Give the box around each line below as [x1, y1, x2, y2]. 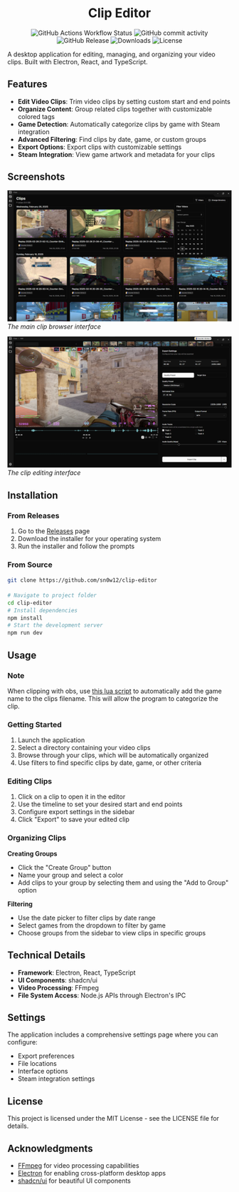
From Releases [7, 510, 60, 520]
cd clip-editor [7, 599, 53, 607]
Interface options [17, 1067, 68, 1076]
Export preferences [17, 1052, 75, 1060]
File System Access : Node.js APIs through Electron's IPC [17, 991, 186, 1000]
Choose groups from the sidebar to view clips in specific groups [17, 928, 206, 937]
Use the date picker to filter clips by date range [17, 913, 156, 922]
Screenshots [7, 171, 65, 183]
